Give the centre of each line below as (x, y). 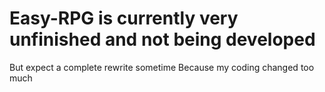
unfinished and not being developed (162, 39)
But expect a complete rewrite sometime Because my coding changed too (162, 67)
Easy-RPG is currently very (124, 18)
